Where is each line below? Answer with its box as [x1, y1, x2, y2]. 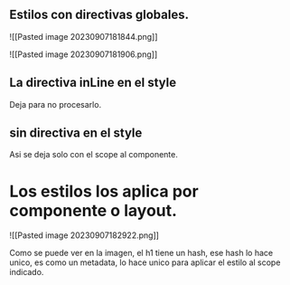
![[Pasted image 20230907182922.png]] [9, 230, 160, 241]
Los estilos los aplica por [9, 181, 199, 202]
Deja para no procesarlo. [9, 99, 102, 109]
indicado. [9, 267, 44, 278]
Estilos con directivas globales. [9, 7, 190, 23]
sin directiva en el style [9, 126, 143, 141]
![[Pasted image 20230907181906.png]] [9, 49, 158, 60]
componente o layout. [9, 200, 178, 221]
